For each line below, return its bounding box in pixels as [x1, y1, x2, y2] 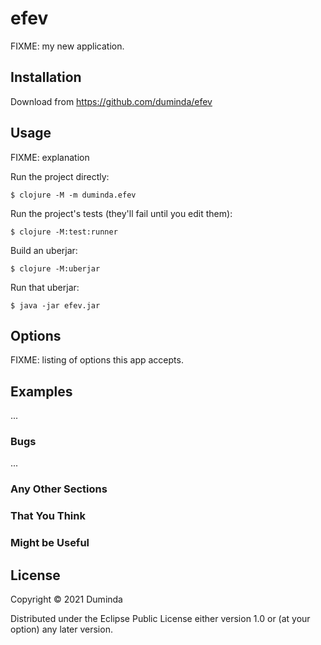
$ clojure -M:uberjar [10, 263, 101, 274]
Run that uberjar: [10, 281, 80, 293]
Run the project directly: [10, 170, 110, 182]
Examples [10, 383, 73, 400]
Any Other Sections [10, 482, 108, 496]
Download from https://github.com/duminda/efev [10, 95, 213, 107]
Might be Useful [10, 536, 90, 550]
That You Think [10, 509, 86, 523]
